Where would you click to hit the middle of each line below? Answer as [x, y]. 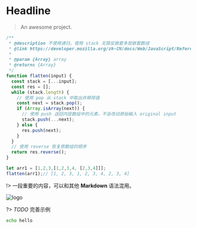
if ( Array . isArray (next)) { [51, 109]
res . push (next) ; [41, 130]
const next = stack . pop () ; [50, 103]
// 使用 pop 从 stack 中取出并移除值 [58, 98]
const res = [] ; [31, 87]
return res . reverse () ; [39, 152]
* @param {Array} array [38, 60]
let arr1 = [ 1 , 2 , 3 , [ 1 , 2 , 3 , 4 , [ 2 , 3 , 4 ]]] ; [56, 168]
